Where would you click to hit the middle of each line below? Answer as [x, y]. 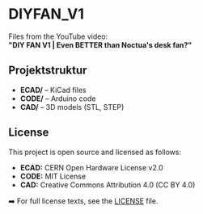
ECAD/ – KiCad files [53, 90]
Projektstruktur [48, 71]
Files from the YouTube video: [58, 36]
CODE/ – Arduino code [58, 99]
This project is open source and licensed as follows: [95, 152]
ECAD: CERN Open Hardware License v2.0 [91, 167]
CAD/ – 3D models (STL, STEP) [72, 107]
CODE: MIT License [53, 176]
